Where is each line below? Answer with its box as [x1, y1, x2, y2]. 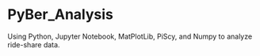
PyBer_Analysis [7, 6, 114, 24]
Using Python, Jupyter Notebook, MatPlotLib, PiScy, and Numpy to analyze [7, 32, 253, 41]
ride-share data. [7, 39, 60, 49]
